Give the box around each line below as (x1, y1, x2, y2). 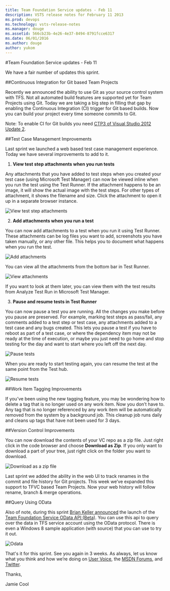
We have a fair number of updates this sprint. (5, 69, 100, 75)
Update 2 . (5, 126, 26, 132)
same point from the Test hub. (5, 366, 69, 372)
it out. (5, 530, 18, 536)
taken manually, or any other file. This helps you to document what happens (5, 238, 164, 245)
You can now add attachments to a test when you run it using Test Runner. (5, 227, 161, 233)
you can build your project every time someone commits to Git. (5, 111, 137, 117)
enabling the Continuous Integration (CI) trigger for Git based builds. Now (5, 105, 159, 111)
